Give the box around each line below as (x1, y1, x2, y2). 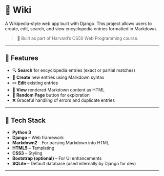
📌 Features (5, 54, 39, 63)
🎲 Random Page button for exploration (12, 92, 90, 98)
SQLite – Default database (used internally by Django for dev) (12, 160, 136, 166)
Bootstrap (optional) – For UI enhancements (12, 155, 102, 161)
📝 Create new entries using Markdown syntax (12, 74, 104, 80)
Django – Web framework (12, 134, 64, 140)
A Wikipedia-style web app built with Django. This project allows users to (5, 21, 152, 26)
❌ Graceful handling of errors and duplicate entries (12, 97, 115, 103)
